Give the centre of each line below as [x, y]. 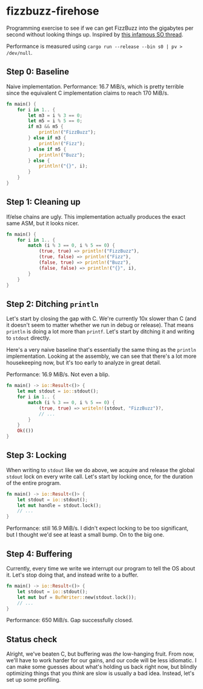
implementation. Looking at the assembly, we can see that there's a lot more [101, 356]
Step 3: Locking [36, 455]
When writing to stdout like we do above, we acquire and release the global [101, 470]
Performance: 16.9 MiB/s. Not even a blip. [58, 374]
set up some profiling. [34, 680]
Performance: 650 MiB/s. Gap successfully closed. [70, 620]
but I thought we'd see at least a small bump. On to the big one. [85, 535]
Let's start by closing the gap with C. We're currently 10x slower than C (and [101, 319]
